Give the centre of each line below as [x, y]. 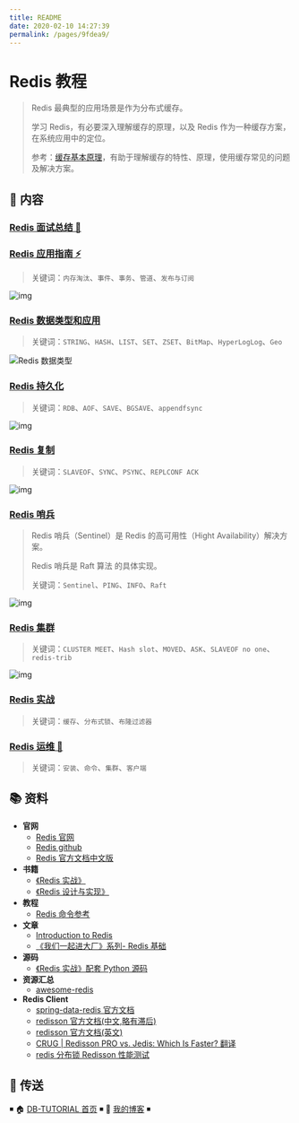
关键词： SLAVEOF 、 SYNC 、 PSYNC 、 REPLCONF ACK [115, 471]
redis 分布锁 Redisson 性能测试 [93, 1054]
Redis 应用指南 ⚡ [46, 254]
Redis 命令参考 [63, 914]
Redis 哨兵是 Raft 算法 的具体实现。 [96, 566]
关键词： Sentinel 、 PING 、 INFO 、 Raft [99, 585]
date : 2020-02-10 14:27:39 [60, 26]
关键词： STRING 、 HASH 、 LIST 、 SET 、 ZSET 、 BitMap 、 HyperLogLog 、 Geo [157, 342]
